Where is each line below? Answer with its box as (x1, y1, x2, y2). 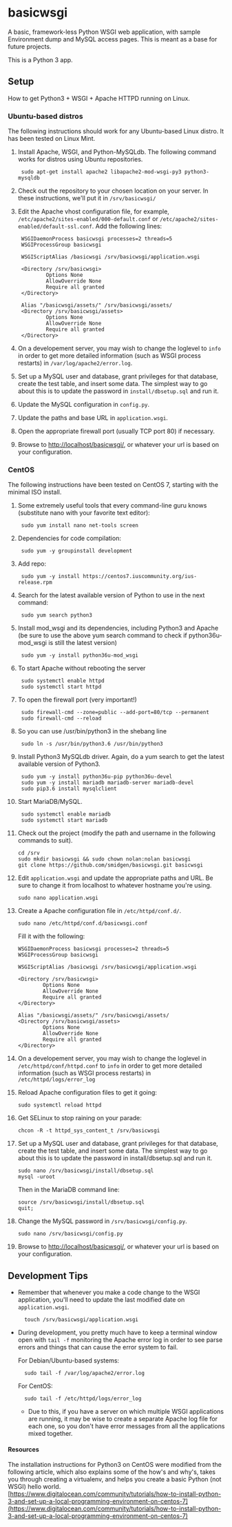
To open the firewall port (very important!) (17, 695, 137, 704)
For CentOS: (17, 1382, 54, 1390)
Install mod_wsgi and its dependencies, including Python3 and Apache (17, 624, 219, 633)
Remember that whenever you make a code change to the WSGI (17, 1288, 200, 1296)
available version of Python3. (17, 760, 101, 768)
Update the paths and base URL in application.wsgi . (17, 414, 168, 422)
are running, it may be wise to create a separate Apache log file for (28, 1414, 218, 1423)
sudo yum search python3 (21, 612, 92, 619)
